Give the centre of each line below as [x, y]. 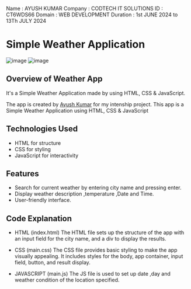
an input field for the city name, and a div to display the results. [90, 239]
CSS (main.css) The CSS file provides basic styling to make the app [96, 250]
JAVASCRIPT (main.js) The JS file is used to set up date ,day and [93, 274]
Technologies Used [42, 129]
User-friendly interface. [43, 200]
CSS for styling [33, 149]
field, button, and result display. [52, 263]
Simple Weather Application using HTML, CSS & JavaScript [77, 110]
